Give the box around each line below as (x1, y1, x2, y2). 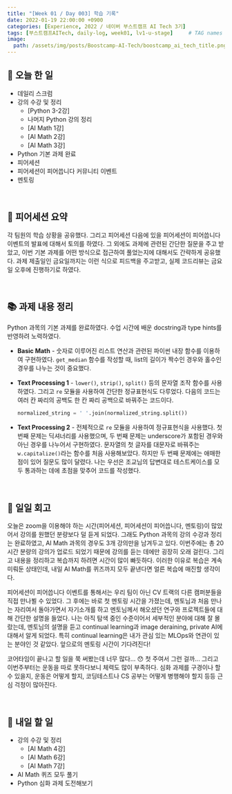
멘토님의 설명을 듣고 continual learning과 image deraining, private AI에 (27, 623, 223, 631)
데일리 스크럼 (17, 89, 53, 97)
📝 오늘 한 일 (7, 70, 53, 82)
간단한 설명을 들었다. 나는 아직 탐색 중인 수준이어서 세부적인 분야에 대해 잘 (14, 614, 213, 623)
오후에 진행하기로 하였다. (14, 265, 81, 274)
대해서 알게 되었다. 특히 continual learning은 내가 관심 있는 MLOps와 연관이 (7, 632, 213, 640)
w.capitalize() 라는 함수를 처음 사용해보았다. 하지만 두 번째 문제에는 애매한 (17, 449, 221, 457)
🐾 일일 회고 (7, 502, 52, 513)
